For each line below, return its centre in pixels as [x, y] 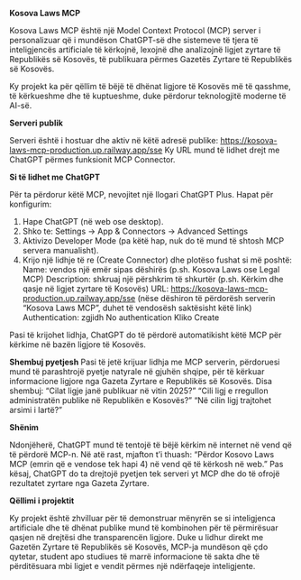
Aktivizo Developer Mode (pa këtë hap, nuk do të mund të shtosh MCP [153, 241]
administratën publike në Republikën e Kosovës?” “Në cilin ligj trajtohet [141, 400]
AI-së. [21, 106]
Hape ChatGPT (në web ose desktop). [93, 221]
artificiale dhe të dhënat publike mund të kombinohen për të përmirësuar [144, 528]
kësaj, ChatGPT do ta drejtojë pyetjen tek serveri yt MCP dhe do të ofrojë [145, 474]
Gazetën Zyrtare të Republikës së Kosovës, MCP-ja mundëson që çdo [139, 547]
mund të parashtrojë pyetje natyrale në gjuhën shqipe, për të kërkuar [137, 372]
